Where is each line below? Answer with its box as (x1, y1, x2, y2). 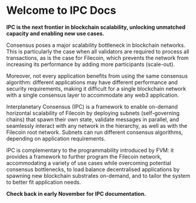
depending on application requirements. (6, 135, 106, 142)
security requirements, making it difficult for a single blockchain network (6, 85, 186, 92)
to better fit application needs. (6, 178, 81, 186)
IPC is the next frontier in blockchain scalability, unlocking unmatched (6, 23, 186, 31)
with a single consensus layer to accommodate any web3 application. (6, 91, 179, 98)
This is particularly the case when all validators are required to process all (6, 47, 189, 55)
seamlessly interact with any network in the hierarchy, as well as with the (6, 122, 188, 129)
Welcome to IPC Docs (6, 4, 116, 17)
